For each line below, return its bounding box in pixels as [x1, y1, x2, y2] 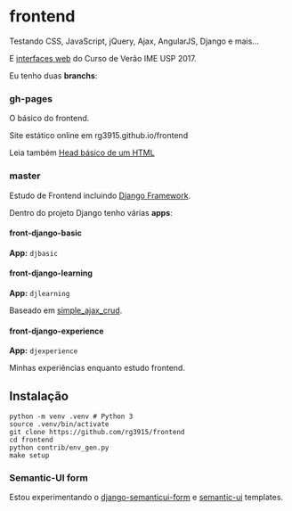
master [9, 169, 41, 182]
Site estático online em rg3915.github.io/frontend [9, 130, 189, 141]
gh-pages [9, 92, 53, 104]
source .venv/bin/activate [9, 419, 109, 429]
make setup [9, 450, 50, 460]
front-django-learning [9, 268, 93, 278]
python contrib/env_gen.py [9, 443, 109, 452]
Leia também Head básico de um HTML [9, 147, 155, 158]
